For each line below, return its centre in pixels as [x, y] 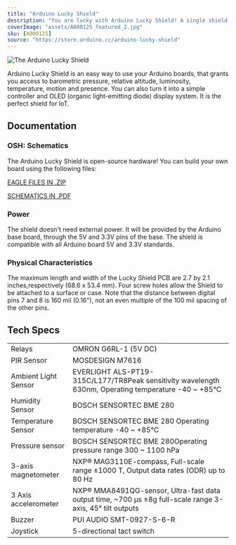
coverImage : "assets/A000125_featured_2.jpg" [75, 27]
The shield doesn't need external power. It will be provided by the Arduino [114, 230]
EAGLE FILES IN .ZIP [37, 182]
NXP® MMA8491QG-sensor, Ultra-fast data [146, 491]
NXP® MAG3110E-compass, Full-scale [139, 462]
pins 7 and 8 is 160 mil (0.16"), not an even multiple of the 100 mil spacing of [117, 301]
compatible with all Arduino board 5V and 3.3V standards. [91, 244]
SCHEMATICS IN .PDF [39, 196]
